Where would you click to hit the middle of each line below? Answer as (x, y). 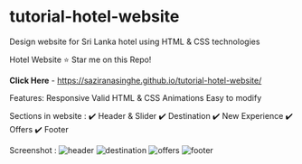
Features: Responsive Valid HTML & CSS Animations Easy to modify (136, 97)
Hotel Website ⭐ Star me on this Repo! (80, 59)
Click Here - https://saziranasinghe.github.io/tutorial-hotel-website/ (136, 80)
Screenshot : (33, 150)
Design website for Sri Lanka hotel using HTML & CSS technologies (135, 41)
